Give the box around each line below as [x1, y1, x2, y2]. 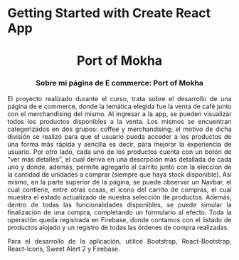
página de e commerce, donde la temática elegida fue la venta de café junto [7, 102, 232, 110]
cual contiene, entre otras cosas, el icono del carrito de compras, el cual [7, 185, 232, 194]
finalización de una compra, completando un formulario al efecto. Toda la [7, 208, 232, 217]
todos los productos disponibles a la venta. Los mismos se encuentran [7, 117, 232, 125]
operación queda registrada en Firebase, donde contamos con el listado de [7, 215, 232, 224]
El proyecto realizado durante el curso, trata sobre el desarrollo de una [7, 94, 232, 103]
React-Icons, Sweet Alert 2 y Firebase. [7, 244, 121, 253]
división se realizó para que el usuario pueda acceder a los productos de [7, 132, 232, 140]
